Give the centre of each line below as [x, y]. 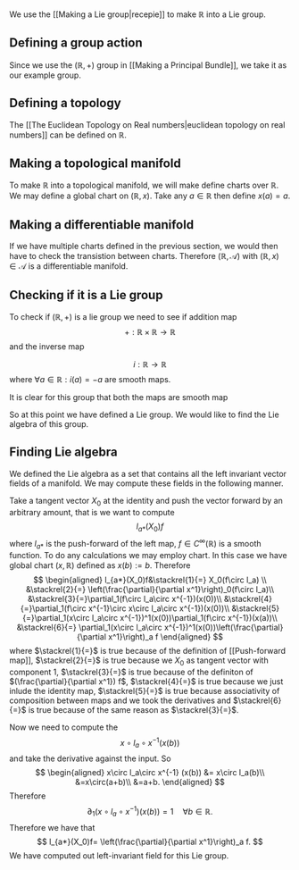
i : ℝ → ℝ [150, 364]
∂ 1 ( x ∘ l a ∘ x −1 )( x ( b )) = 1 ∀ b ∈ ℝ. [150, 812]
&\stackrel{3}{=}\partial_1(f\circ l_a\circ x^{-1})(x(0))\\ [125, 598]
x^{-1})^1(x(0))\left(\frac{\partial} [224, 627]
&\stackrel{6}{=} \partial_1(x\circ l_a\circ [89, 627]
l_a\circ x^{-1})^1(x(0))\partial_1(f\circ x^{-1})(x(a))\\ [185, 617]
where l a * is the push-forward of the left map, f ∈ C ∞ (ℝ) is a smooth [135, 544]
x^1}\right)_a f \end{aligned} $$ [166, 636]
